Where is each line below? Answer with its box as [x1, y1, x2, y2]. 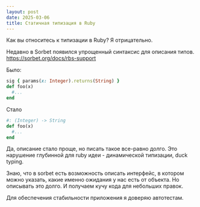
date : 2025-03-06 [6, 14, 50, 21]
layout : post [6, 8, 39, 15]
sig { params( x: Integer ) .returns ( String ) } [6, 78, 120, 84]
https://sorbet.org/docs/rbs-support [6, 55, 96, 62]
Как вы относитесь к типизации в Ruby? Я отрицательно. [6, 37, 153, 44]
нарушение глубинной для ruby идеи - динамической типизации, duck [6, 151, 188, 159]
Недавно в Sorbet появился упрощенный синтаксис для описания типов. [6, 48, 195, 56]
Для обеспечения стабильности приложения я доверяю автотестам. [6, 194, 184, 202]
